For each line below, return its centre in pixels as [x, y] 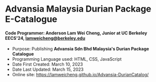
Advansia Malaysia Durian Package [78, 9]
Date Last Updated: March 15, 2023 [48, 69]
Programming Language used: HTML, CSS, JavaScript [67, 59]
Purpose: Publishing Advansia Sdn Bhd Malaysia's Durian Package [80, 49]
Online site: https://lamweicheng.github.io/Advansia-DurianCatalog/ [80, 75]
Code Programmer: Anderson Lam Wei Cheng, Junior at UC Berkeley [76, 33]
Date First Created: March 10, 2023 [47, 65]
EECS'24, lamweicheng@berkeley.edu [45, 38]
